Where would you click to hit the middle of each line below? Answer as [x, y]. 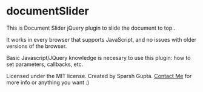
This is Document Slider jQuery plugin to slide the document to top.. [91, 28]
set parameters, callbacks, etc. [45, 64]
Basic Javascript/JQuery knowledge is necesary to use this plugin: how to [98, 57]
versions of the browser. [37, 46]
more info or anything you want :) [48, 82]
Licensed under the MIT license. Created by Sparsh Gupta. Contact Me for [99, 76]
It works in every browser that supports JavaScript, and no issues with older [101, 39]
